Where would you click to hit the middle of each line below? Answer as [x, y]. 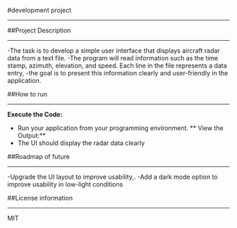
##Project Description [39, 30]
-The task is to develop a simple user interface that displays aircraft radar [114, 51]
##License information [40, 198]
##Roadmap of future [39, 157]
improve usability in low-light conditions [65, 184]
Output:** [31, 135]
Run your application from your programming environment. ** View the [120, 128]
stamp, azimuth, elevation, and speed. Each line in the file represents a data [117, 65]
